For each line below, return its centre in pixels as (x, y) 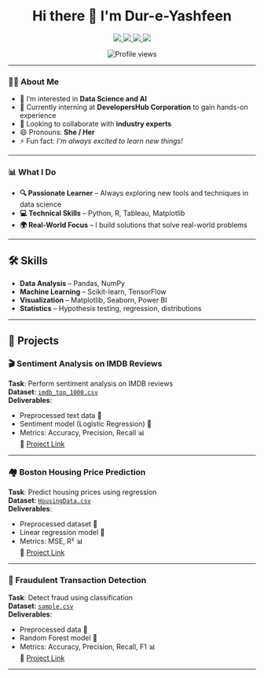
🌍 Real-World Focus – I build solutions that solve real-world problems (133, 225)
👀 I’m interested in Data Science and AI (83, 99)
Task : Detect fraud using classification (71, 597)
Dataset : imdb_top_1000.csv (53, 392)
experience (38, 115)
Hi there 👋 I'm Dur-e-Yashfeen (132, 16)
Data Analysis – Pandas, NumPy (72, 284)
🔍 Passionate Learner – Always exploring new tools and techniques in (134, 192)
